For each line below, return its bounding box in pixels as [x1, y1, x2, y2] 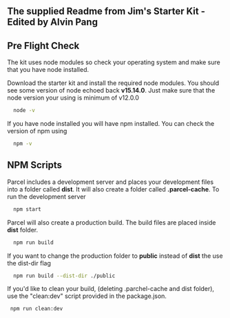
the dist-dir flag [7, 259, 52, 267]
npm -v [13, 140, 32, 147]
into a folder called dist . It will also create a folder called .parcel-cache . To [7, 185, 220, 193]
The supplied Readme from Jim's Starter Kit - [7, 6, 205, 17]
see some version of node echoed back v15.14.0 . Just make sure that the [7, 86, 216, 95]
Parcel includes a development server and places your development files [7, 178, 214, 186]
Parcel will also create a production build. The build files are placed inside [7, 218, 216, 227]
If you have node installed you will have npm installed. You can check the [7, 120, 215, 128]
